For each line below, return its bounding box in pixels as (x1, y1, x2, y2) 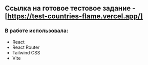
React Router (12, 44, 40, 50)
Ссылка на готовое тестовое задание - (5, 4, 136, 13)
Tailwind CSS (12, 49, 40, 55)
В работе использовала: (5, 27, 69, 35)
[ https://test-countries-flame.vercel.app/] (5, 12, 143, 21)
